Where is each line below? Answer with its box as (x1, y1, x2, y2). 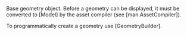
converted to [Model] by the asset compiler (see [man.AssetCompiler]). (6, 11, 182, 18)
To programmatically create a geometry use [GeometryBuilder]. (6, 23, 162, 29)
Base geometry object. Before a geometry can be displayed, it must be (6, 5, 180, 12)
